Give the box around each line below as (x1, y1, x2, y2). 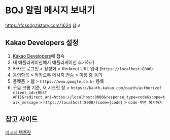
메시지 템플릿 (5, 129, 31, 135)
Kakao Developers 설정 (5, 38, 79, 47)
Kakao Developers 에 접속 (12, 53, 65, 59)
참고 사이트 (5, 115, 38, 124)
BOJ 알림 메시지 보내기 (5, 5, 95, 16)
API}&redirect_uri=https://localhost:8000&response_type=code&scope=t (12, 95, 165, 100)
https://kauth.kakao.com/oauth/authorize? (71, 85, 162, 90)
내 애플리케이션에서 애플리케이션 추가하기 (12, 59, 95, 65)
